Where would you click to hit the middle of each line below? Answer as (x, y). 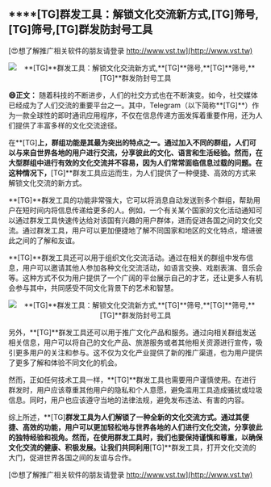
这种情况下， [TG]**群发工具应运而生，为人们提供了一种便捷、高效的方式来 (132, 173)
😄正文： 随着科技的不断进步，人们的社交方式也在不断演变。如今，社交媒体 (133, 94)
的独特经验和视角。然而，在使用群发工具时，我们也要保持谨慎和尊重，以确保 (135, 437)
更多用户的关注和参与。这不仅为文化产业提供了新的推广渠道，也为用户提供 (139, 352)
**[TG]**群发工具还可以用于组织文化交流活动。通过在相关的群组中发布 (127, 258)
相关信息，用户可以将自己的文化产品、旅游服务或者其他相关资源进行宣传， (132, 342)
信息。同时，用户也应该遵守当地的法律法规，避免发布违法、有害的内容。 (128, 400)
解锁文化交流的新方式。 (47, 183)
